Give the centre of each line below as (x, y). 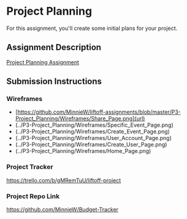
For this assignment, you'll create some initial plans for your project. (92, 28)
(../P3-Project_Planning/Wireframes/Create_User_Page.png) (91, 144)
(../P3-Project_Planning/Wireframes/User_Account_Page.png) (93, 138)
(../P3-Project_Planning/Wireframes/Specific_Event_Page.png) (94, 125)
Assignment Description (54, 47)
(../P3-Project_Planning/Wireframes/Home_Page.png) (83, 151)
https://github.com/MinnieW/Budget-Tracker (62, 210)
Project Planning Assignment (43, 62)
